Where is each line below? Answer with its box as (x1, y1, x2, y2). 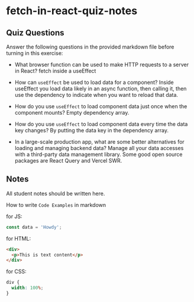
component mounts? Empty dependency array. (14, 109, 130, 116)
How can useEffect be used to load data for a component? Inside (14, 79, 174, 86)
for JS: (6, 213, 22, 220)
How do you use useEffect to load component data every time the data (14, 121, 188, 128)
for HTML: (6, 235, 31, 242)
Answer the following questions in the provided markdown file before (6, 43, 174, 50)
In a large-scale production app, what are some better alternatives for (14, 138, 185, 145)
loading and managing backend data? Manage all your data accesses (14, 145, 184, 151)
